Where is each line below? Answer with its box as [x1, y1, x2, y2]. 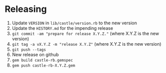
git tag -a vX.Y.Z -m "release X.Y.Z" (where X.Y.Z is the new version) [12, 41, 161, 47]
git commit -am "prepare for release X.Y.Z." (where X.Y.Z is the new [12, 30, 159, 36]
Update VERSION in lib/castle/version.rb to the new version [12, 20, 137, 26]
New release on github [12, 51, 59, 58]
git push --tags [12, 47, 46, 52]
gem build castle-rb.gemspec [12, 58, 73, 63]
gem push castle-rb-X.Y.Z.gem [12, 63, 76, 68]
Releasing [5, 3, 47, 15]
